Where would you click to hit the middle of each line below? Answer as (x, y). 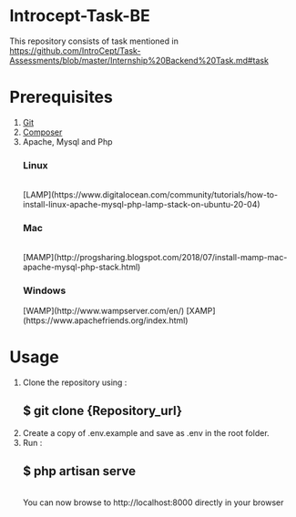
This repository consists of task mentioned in (94, 41)
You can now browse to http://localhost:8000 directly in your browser (153, 502)
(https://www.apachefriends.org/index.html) (105, 320)
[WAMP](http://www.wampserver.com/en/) (103, 310)
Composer (42, 132)
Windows (44, 290)
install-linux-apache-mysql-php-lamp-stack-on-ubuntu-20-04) (142, 205)
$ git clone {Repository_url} (102, 411)
